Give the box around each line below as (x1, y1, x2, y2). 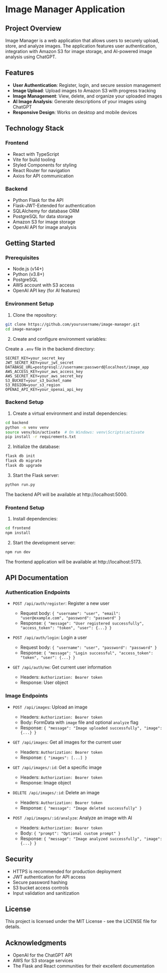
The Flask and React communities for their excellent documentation (12, 963, 155, 969)
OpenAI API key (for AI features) (12, 288, 80, 294)
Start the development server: (12, 539, 76, 545)
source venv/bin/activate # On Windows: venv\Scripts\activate (5, 430, 145, 435)
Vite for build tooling (12, 156, 55, 162)
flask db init (5, 454, 36, 459)
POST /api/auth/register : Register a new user (12, 600, 110, 606)
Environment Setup (5, 300, 54, 307)
